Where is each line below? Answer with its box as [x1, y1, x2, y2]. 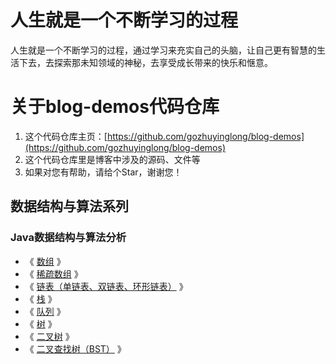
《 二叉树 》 [24, 330, 75, 342]
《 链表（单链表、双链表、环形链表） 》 [24, 280, 188, 292]
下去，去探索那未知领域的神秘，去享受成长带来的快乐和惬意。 [18, 56, 273, 68]
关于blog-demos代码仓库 [10, 96, 220, 118]
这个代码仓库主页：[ [24, 130, 108, 142]
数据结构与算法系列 [10, 198, 129, 215]
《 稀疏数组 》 [24, 267, 83, 280]
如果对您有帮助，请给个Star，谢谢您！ [24, 166, 183, 178]
